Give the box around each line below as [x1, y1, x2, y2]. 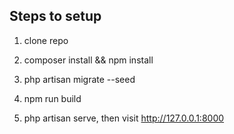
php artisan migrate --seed [23, 73, 136, 85]
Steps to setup [9, 8, 102, 25]
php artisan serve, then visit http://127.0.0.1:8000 [23, 112, 225, 124]
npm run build [23, 92, 82, 104]
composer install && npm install [23, 54, 154, 66]
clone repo [23, 34, 69, 46]
